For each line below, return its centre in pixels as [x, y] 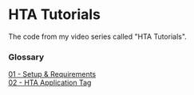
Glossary [26, 57]
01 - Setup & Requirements [52, 74]
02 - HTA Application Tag [50, 83]
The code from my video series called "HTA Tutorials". [98, 36]
